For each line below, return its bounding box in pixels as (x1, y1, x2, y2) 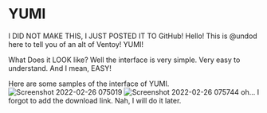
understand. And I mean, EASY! (8, 63, 112, 72)
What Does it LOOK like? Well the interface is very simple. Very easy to (8, 55, 241, 64)
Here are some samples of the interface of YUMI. (8, 79, 170, 88)
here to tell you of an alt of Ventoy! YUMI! (8, 39, 144, 49)
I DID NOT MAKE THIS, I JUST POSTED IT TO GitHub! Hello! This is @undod (8, 31, 257, 41)
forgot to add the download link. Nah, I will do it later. (8, 95, 182, 105)
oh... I (240, 87, 260, 96)
